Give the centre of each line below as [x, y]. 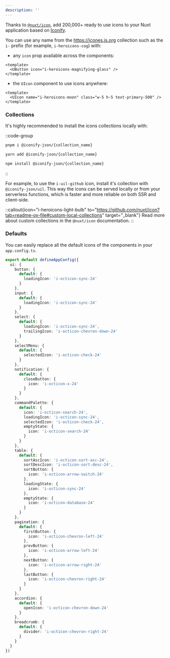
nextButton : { [39, 560]
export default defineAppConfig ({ [42, 260]
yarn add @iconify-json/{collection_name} [51, 154]
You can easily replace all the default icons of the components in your [79, 245]
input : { [24, 293]
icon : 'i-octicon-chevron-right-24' [67, 579]
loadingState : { [41, 484]
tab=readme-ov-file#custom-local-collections [54, 215]
